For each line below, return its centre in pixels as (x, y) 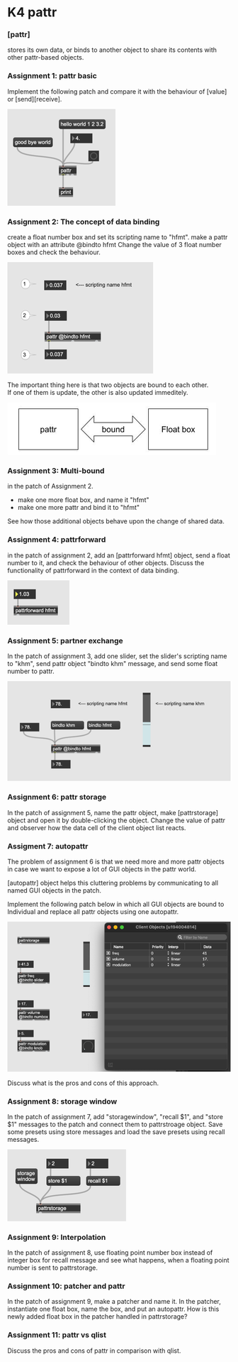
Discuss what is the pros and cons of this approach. (83, 1083)
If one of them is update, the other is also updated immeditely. (98, 393)
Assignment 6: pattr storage (57, 797)
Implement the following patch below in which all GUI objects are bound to (116, 904)
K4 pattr (32, 12)
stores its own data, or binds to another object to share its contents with (112, 50)
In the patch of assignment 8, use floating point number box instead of (110, 1253)
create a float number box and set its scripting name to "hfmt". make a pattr (118, 237)
